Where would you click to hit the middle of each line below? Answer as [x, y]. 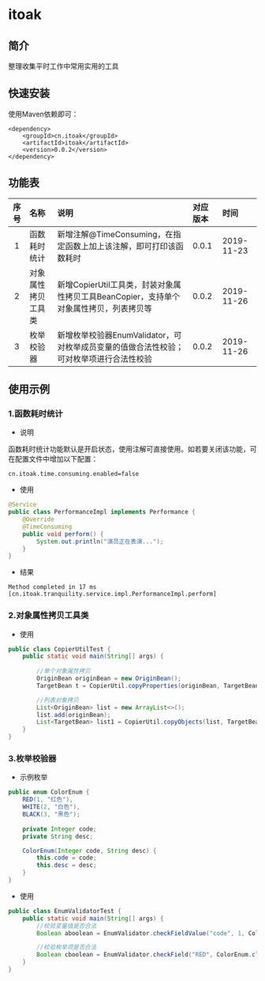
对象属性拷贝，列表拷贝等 [105, 308]
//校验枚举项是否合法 [67, 947]
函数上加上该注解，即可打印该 [120, 246]
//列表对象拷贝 [58, 700]
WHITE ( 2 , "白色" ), [51, 807]
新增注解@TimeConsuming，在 [115, 234]
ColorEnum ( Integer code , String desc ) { [90, 851]
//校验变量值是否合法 [67, 926]
